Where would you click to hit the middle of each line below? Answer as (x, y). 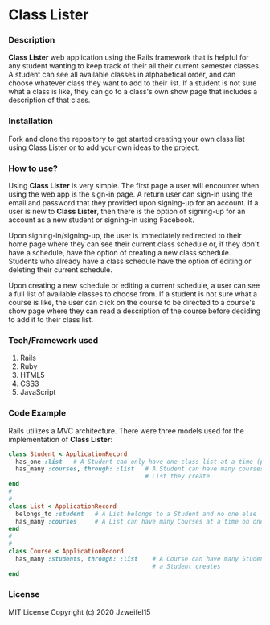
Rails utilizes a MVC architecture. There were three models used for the (127, 430)
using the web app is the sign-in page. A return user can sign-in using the (131, 194)
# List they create (178, 477)
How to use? (33, 168)
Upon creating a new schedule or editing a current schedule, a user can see (134, 286)
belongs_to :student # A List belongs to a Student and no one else (136, 514)
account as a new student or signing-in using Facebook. (102, 220)
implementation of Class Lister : (60, 439)
